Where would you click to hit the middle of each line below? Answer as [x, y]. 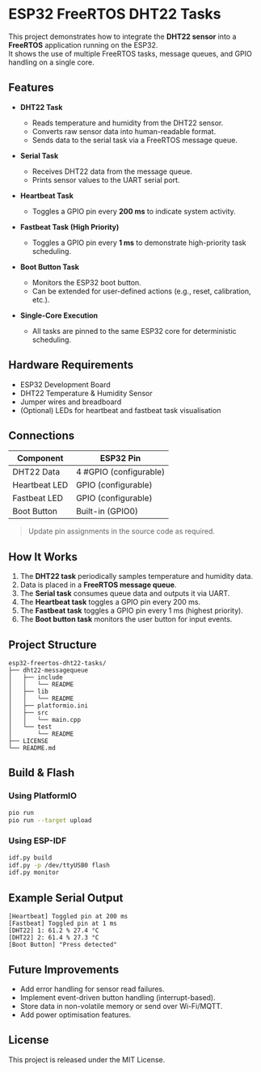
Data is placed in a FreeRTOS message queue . [98, 585]
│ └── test [30, 727]
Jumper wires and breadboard [71, 402]
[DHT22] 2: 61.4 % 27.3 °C [54, 938]
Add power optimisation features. [76, 1015]
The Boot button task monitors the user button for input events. [126, 619]
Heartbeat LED [40, 485]
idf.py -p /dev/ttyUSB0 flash [59, 865]
